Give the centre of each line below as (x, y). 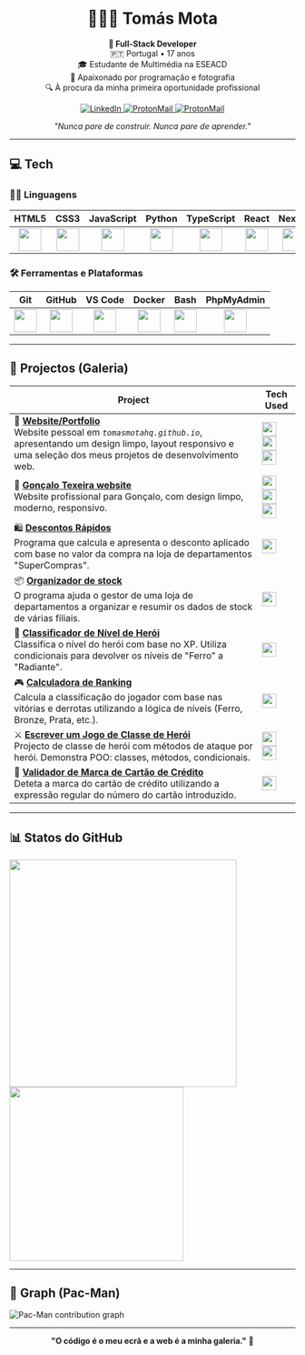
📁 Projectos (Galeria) (69, 369)
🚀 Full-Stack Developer (152, 44)
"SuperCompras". (52, 565)
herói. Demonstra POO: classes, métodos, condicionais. (133, 757)
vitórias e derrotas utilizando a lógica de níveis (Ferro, (128, 708)
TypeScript (211, 218)
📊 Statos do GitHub (66, 838)
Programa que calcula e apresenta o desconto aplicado (132, 542)
